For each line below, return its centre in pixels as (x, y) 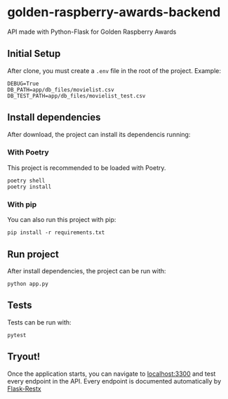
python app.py (28, 284)
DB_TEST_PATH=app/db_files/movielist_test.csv (76, 96)
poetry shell (26, 181)
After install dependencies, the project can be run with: (87, 270)
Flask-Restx (24, 388)
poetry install (29, 187)
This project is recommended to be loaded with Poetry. (87, 168)
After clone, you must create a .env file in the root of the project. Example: (114, 70)
